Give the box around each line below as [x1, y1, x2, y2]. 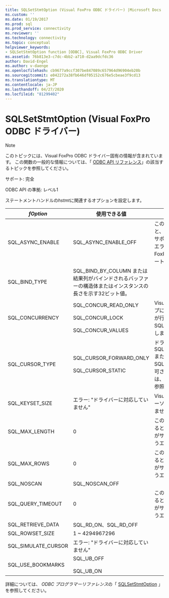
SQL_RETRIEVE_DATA [8, 521, 59, 528]
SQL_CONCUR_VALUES [72, 327, 129, 334]
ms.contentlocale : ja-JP [5, 82, 57, 87]
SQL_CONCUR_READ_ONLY [72, 302, 139, 309]
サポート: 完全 [5, 176, 34, 182]
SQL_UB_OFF [72, 555, 105, 562]
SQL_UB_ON [72, 568, 102, 575]
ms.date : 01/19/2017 [5, 17, 49, 22]
